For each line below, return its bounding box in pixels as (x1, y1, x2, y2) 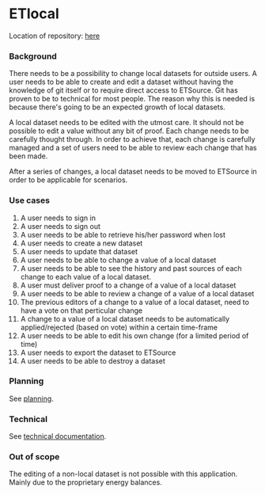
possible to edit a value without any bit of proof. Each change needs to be (9, 126, 249, 135)
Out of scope (9, 451, 60, 463)
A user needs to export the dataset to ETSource (20, 348, 176, 357)
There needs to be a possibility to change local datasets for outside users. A (9, 69, 258, 78)
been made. (9, 151, 48, 161)
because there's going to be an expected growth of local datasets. (9, 102, 226, 112)
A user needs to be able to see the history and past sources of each (20, 263, 242, 273)
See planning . (9, 394, 54, 403)
